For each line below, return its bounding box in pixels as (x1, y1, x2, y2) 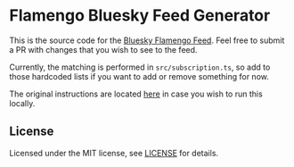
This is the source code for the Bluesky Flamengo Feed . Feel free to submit (9, 35, 285, 46)
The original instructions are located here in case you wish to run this (9, 88, 263, 99)
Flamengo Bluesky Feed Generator (9, 5, 271, 26)
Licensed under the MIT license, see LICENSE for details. (9, 147, 219, 158)
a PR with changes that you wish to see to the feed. (9, 44, 198, 54)
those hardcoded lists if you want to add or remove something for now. (9, 71, 269, 81)
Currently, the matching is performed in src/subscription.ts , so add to (9, 62, 271, 72)
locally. (9, 97, 36, 108)
